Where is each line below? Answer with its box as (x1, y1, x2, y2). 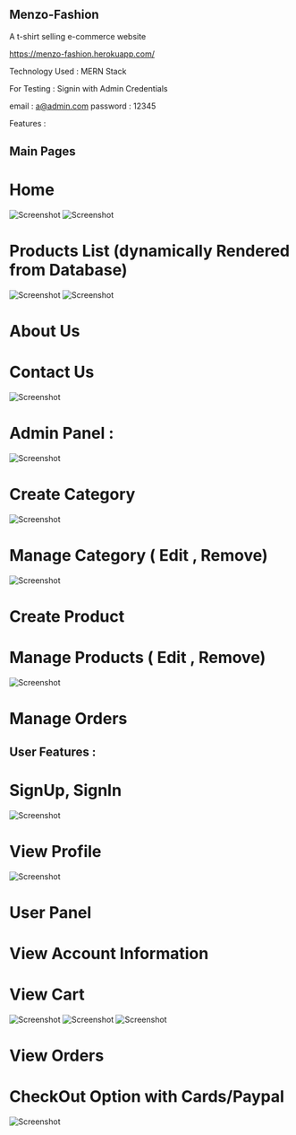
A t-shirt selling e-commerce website (9, 31, 147, 41)
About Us (9, 321, 80, 342)
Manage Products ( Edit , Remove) (9, 648, 266, 668)
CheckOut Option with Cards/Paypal (9, 1087, 284, 1107)
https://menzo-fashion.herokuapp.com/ (9, 48, 155, 59)
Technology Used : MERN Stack (9, 65, 127, 76)
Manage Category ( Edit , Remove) (9, 546, 268, 566)
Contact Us (9, 362, 95, 382)
